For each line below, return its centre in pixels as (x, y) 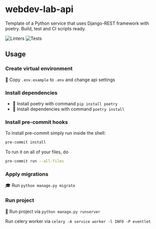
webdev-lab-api (40, 9)
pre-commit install (26, 142)
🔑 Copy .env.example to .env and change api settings (60, 80)
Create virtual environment (39, 69)
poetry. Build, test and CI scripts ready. (46, 28)
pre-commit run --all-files (35, 161)
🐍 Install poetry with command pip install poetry (65, 103)
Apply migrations (27, 174)
